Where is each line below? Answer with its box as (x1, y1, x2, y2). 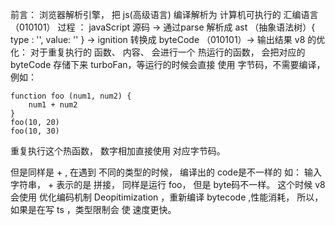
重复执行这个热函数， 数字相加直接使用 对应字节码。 (10, 145, 226, 157)
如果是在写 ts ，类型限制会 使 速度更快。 (10, 204, 177, 215)
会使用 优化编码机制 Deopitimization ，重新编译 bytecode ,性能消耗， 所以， (10, 191, 324, 203)
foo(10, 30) (10, 126, 60, 136)
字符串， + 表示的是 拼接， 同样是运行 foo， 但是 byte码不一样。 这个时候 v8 (10, 179, 326, 190)
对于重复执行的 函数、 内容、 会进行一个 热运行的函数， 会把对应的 (29, 46, 306, 58)
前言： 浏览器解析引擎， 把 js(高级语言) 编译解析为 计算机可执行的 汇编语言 (10, 9, 319, 20)
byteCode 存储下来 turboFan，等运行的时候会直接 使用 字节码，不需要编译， (10, 59, 326, 70)
